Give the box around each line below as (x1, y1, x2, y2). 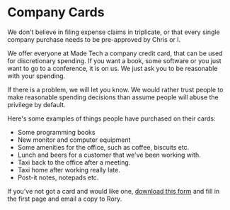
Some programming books (17, 128, 96, 136)
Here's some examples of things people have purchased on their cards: (7, 114, 216, 123)
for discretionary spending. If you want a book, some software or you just (7, 56, 222, 65)
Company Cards (7, 4, 105, 21)
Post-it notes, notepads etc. (17, 173, 99, 182)
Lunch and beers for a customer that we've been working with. (17, 150, 202, 159)
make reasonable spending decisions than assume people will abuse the (7, 93, 219, 101)
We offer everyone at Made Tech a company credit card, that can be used (7, 49, 223, 57)
